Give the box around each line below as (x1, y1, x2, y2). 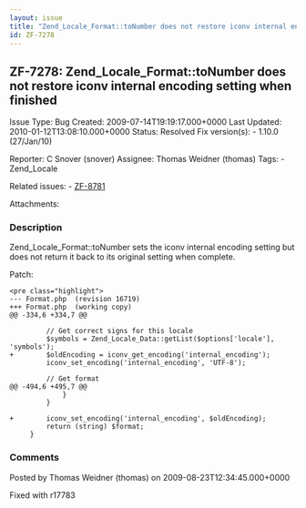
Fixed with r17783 (9, 489, 76, 501)
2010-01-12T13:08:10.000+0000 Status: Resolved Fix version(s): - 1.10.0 (9, 127, 280, 137)
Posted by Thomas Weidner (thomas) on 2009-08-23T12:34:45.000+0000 (9, 472, 291, 483)
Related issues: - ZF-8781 (9, 181, 106, 192)
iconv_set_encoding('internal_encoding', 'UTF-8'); (46, 359, 247, 368)
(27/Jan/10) (9, 136, 53, 147)
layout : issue (9, 13, 64, 23)
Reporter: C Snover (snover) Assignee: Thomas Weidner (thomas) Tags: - (9, 154, 285, 165)
